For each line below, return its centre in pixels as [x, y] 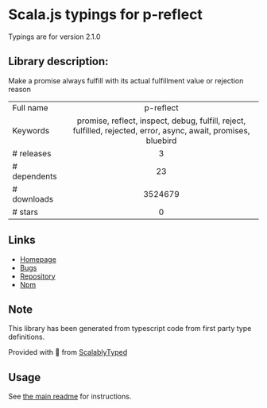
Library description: [58, 62]
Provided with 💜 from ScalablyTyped [68, 352]
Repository [37, 276]
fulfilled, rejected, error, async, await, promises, [161, 130]
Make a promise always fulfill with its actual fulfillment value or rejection [126, 80]
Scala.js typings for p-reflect [105, 15]
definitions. [27, 337]
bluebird [161, 140]
